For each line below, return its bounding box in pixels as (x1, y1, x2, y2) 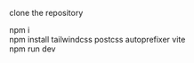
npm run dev (9, 43, 56, 54)
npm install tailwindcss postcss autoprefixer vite (9, 35, 186, 44)
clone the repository (9, 8, 84, 18)
